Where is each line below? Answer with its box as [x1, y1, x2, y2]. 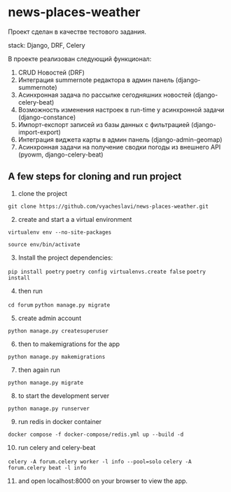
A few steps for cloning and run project [8, 171, 182, 182]
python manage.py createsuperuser [8, 327, 109, 334]
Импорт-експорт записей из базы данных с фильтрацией [17, 120, 190, 128]
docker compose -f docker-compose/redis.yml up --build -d [8, 431, 184, 438]
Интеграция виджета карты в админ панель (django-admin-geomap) [17, 135, 223, 144]
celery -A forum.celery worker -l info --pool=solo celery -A [8, 458, 192, 465]
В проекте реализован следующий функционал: [8, 54, 152, 63]
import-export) [17, 128, 62, 136]
